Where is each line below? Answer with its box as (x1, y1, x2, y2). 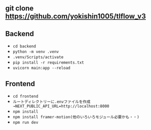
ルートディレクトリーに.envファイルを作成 (12, 99, 91, 105)
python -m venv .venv (12, 49, 59, 55)
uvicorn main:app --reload (12, 66, 71, 71)
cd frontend (12, 94, 38, 99)
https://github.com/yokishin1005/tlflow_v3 (5, 12, 146, 21)
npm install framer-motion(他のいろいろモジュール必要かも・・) (12, 115, 140, 120)
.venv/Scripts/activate (12, 55, 64, 60)
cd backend (12, 44, 36, 49)
